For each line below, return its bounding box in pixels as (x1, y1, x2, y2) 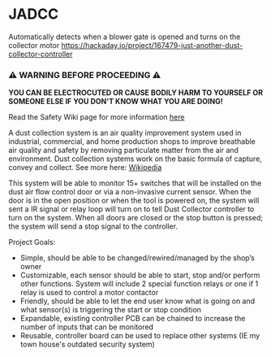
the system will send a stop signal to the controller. (8, 221, 179, 232)
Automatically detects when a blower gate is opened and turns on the (8, 32, 241, 41)
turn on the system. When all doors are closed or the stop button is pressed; (8, 213, 264, 223)
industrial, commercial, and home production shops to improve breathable (8, 137, 256, 146)
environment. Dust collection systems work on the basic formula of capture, (8, 154, 262, 163)
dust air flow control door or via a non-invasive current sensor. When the (8, 187, 252, 197)
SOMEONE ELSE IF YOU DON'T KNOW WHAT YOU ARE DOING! (8, 97, 223, 107)
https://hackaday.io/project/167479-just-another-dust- (61, 40, 243, 50)
